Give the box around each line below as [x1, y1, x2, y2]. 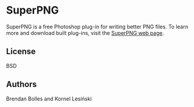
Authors [6, 79, 37, 89]
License [6, 47, 36, 57]
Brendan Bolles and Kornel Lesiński [6, 95, 92, 102]
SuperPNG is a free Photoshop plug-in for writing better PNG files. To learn [6, 23, 189, 30]
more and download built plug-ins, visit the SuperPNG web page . [6, 29, 164, 36]
